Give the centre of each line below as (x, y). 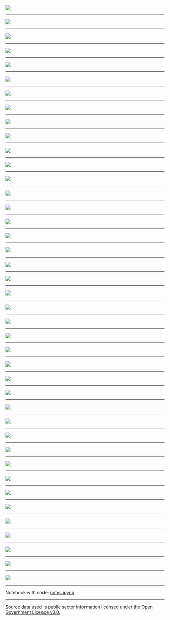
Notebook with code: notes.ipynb (40, 592)
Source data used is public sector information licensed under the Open (79, 607)
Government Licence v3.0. (33, 612)
